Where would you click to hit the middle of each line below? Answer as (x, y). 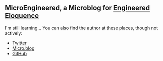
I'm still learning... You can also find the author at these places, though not (81, 28)
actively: (14, 33)
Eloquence (22, 16)
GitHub (20, 53)
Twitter (20, 43)
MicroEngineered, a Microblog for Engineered (78, 8)
